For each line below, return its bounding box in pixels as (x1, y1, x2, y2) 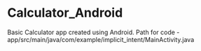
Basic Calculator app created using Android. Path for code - (7, 28, 180, 36)
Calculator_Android (7, 5, 123, 21)
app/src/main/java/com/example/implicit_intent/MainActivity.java (7, 35, 195, 43)
